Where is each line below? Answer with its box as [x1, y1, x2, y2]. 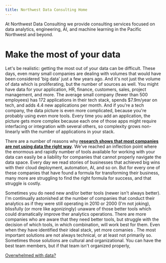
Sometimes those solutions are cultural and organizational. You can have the [5, 237, 162, 243]
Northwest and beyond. [5, 31, 54, 37]
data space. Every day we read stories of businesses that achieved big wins [5, 159, 160, 165]
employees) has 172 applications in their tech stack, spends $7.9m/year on [5, 97, 158, 103]
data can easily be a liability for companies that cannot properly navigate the [5, 154, 162, 160]
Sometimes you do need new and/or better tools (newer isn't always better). [5, 190, 161, 196]
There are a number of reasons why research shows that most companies [5, 138, 159, 144]
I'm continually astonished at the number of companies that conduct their [5, 195, 155, 201]
